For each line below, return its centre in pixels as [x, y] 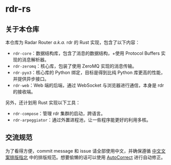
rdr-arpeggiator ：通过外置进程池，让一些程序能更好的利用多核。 [82, 120]
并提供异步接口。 [31, 79]
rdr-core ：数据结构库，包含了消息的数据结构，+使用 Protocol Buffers [86, 53]
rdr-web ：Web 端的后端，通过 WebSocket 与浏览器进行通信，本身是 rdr [88, 85]
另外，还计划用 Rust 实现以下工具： [43, 102]
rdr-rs [18, 9]
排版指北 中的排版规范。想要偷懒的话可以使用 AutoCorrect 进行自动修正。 [88, 157]
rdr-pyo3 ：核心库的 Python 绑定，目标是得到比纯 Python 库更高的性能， [89, 73]
